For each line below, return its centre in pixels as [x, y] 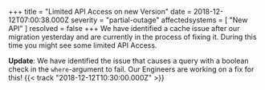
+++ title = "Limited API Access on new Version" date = [100, 12]
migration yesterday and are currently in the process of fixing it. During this [132, 37]
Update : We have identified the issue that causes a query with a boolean [128, 61]
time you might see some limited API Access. [83, 45]
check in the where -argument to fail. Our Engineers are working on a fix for [131, 69]
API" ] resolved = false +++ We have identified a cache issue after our [124, 28]
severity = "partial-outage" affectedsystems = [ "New [159, 20]
